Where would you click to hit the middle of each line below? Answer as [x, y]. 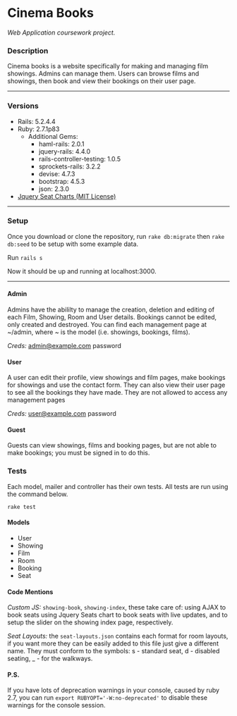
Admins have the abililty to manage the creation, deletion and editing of [111, 310]
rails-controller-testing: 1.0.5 [80, 159]
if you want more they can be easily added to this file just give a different [113, 643]
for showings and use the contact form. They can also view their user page [116, 385]
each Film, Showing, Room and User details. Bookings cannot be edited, [112, 317]
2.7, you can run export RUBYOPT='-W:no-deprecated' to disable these [108, 698]
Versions [23, 106]
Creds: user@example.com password [62, 414]
